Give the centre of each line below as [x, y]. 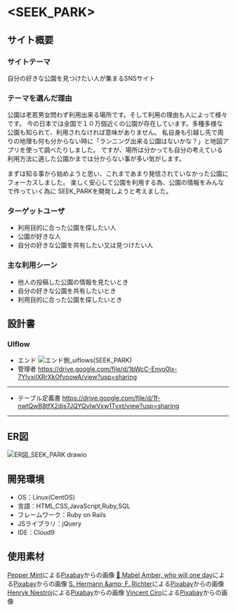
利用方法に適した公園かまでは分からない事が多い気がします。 [96, 159]
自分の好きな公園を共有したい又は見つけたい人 [85, 245]
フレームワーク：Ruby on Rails [62, 515]
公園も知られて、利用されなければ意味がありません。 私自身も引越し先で [112, 132]
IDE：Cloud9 [36, 533]
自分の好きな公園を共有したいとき [67, 291]
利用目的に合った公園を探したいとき [70, 299]
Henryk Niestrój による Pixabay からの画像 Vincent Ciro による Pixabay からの [114, 592]
